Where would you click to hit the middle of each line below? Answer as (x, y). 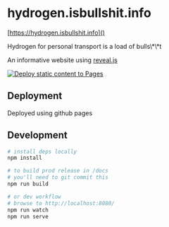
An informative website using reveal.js (62, 60)
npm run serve (28, 216)
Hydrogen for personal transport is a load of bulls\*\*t (84, 46)
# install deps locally (42, 151)
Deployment (35, 96)
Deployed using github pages (50, 113)
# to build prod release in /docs (58, 171)
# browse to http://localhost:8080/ (61, 203)
